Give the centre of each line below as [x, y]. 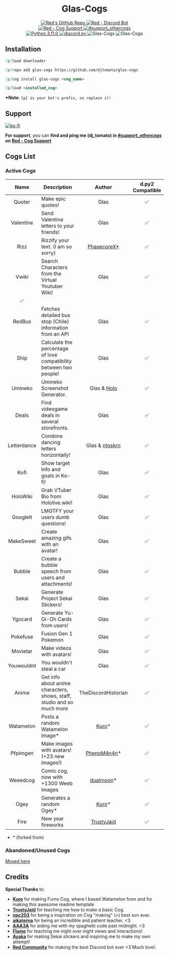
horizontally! [56, 455]
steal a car [54, 669]
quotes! [50, 205]
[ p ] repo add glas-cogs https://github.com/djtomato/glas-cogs [72, 70]
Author [103, 187]
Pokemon [52, 640]
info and [51, 469]
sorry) [49, 253]
